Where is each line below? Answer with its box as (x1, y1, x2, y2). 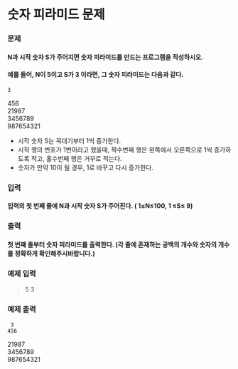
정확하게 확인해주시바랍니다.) (14, 249, 95, 257)
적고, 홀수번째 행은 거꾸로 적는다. (31, 154, 122, 162)
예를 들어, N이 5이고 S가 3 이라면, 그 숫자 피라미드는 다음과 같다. (7, 71, 184, 79)
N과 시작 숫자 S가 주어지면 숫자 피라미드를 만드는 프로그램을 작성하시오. (7, 53, 204, 61)
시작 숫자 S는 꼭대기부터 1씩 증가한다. (17, 136, 121, 145)
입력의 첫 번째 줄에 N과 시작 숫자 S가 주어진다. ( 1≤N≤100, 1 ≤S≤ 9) (7, 202, 193, 210)
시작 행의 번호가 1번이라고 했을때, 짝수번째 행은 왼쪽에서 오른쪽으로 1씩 (17, 145, 213, 154)
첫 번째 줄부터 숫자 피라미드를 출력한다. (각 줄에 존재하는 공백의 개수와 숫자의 (7, 240, 217, 249)
